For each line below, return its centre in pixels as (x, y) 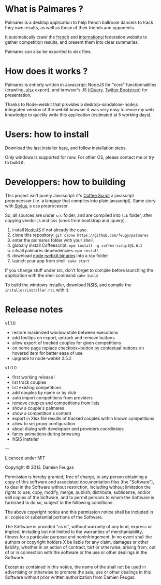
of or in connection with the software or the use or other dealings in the (76, 552)
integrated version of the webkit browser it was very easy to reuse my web (79, 109)
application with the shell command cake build (52, 275)
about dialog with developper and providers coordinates (68, 429)
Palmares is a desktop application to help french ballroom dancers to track (79, 22)
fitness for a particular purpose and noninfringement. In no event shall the (79, 537)
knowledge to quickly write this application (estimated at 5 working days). (78, 115)
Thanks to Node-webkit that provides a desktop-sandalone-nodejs (72, 104)
